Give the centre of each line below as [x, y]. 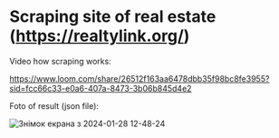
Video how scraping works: [60, 61]
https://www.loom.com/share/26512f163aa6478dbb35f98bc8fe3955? [139, 78]
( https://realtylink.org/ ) [100, 36]
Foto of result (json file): [54, 105]
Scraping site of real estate [113, 17]
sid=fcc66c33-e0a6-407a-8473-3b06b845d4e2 [101, 88]
